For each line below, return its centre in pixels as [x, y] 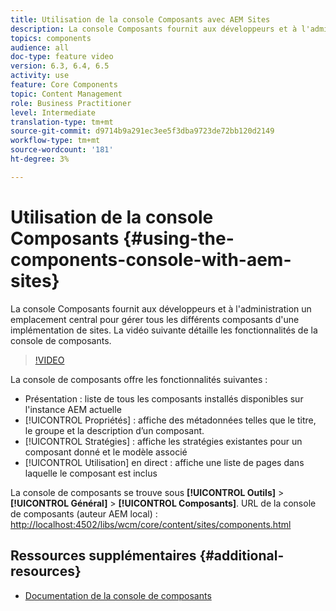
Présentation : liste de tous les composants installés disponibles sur [164, 398]
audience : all [40, 47]
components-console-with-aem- [151, 259]
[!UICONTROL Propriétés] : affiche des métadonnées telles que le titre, [170, 420]
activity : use [40, 76]
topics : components [51, 38]
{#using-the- [178, 238]
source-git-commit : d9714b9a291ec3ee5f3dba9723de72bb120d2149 [142, 131]
